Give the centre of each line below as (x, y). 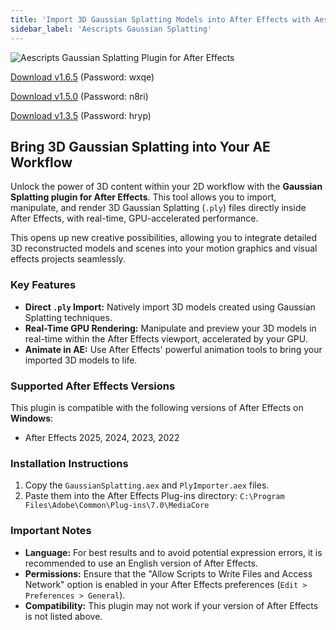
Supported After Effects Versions (93, 386)
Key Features (43, 285)
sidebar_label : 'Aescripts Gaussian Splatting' (111, 29)
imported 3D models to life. (81, 360)
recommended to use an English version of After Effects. (141, 563)
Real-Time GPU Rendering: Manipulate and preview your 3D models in (170, 328)
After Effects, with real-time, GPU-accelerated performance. (134, 218)
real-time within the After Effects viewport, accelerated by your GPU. (166, 338)
